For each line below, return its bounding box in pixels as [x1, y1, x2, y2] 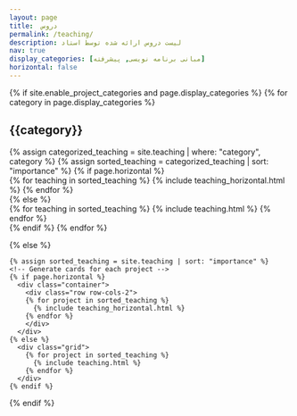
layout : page [9, 12, 58, 22]
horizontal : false [9, 63, 78, 72]
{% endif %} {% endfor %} [9, 222, 108, 233]
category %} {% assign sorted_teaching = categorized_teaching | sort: [9, 155, 269, 166]
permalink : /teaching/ [9, 29, 94, 38]
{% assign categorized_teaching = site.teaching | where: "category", [9, 146, 261, 157]
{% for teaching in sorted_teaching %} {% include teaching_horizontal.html [9, 175, 285, 186]
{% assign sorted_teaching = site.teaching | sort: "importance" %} [9, 256, 269, 266]
